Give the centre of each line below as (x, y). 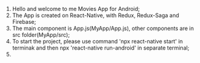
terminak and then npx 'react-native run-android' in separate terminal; (101, 48)
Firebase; (24, 22)
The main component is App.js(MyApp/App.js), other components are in (103, 28)
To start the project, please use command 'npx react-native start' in (97, 41)
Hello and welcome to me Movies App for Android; (76, 9)
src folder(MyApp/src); (41, 35)
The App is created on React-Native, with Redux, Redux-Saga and (95, 15)
